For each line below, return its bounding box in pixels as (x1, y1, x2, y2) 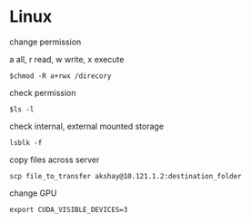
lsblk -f (9, 138, 43, 147)
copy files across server (9, 154, 100, 165)
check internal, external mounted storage (9, 121, 165, 131)
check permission (9, 87, 76, 98)
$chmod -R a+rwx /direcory (9, 71, 112, 81)
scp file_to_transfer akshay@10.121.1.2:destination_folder (9, 171, 243, 180)
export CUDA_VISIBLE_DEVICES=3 (9, 205, 128, 214)
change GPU (9, 188, 57, 199)
